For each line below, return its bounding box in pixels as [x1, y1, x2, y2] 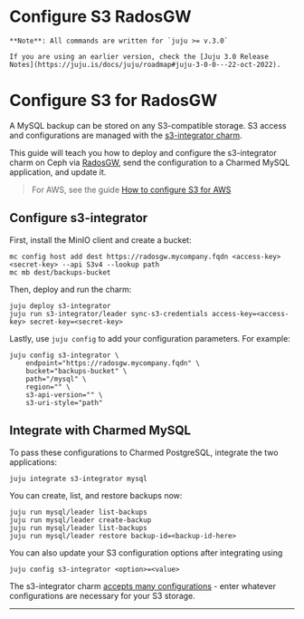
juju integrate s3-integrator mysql [9, 474, 147, 483]
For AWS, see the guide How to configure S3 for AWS [31, 184, 232, 195]
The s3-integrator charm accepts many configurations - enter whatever [9, 580, 276, 591]
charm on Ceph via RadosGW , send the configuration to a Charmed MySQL [9, 157, 290, 168]
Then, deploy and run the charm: [9, 284, 132, 295]
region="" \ [25, 382, 71, 392]
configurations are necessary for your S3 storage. [9, 590, 196, 601]
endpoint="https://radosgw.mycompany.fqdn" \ [25, 358, 201, 368]
